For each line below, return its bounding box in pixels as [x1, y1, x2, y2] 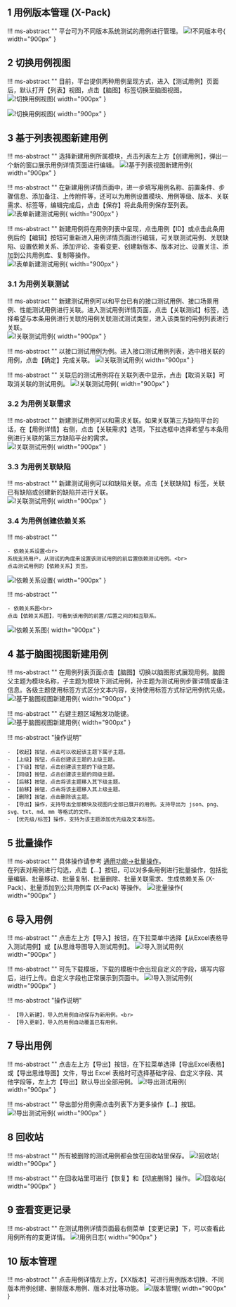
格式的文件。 [63, 809, 95, 816]
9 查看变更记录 [7, 1204, 72, 1216]
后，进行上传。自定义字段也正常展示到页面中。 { [7, 974, 193, 982]
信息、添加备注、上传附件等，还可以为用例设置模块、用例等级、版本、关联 [13, 192, 229, 201]
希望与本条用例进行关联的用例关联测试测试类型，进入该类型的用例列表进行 [13, 314, 229, 323]
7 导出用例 [7, 1040, 53, 1052]
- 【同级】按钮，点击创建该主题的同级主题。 [7, 771, 119, 779]
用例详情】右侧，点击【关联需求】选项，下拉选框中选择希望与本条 [31, 425, 223, 433]
